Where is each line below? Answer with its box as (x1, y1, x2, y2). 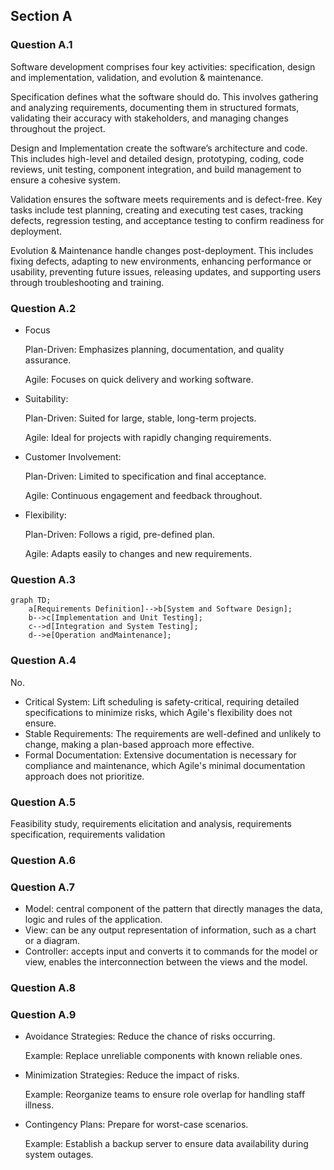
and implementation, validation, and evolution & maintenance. (10, 71, 264, 83)
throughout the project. (10, 122, 106, 134)
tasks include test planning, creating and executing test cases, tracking (10, 204, 304, 216)
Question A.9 (10, 1007, 77, 1021)
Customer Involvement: (24, 450, 122, 463)
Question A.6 (10, 853, 77, 867)
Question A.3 (10, 572, 77, 586)
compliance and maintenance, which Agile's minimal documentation (24, 759, 306, 771)
